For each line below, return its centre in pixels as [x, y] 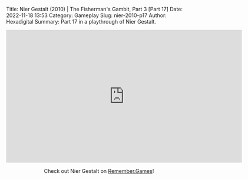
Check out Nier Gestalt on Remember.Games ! [99, 171]
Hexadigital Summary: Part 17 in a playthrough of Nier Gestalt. [81, 22]
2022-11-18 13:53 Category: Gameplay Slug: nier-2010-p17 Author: [86, 15]
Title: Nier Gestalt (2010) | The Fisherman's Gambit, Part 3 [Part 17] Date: [95, 9]
